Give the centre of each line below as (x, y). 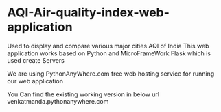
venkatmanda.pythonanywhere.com (58, 101)
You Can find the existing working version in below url (83, 94)
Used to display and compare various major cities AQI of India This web (108, 46)
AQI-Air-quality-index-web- (89, 13)
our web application (35, 81)
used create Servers (36, 60)
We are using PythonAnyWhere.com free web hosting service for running (111, 74)
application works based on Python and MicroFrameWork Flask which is (109, 53)
